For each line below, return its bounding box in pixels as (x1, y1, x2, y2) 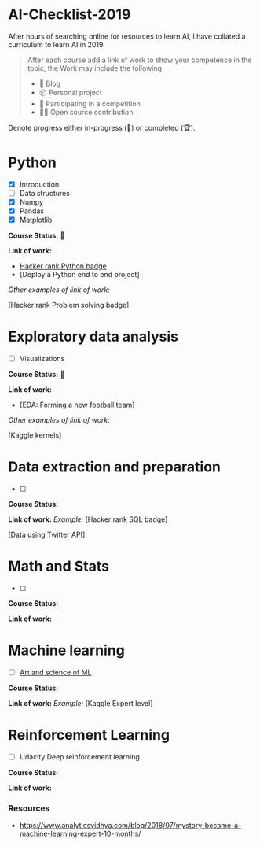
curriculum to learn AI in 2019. (8, 39, 106, 49)
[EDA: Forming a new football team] (19, 400, 135, 410)
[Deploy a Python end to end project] (19, 270, 140, 279)
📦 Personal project (38, 87, 102, 97)
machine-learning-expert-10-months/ (19, 829, 141, 839)
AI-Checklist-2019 (8, 6, 131, 24)
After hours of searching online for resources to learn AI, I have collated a (8, 31, 246, 41)
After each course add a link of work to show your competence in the (27, 55, 252, 65)
